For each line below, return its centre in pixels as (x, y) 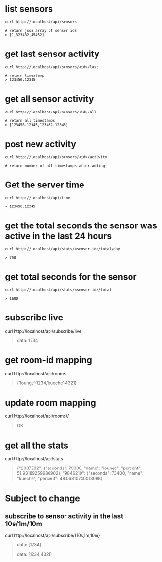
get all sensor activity (49, 99)
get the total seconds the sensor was (81, 225)
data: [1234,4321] (34, 554)
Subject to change (42, 498)
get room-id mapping (49, 360)
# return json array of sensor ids (41, 30)
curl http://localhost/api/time (38, 198)
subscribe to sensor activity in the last (64, 516)
